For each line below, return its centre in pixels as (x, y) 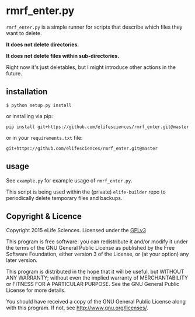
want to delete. (24, 33)
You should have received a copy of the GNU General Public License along (96, 302)
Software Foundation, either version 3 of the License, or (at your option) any (97, 254)
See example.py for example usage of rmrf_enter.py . (69, 180)
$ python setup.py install (39, 105)
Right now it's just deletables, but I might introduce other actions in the (91, 67)
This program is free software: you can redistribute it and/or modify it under (97, 242)
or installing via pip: (29, 116)
